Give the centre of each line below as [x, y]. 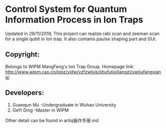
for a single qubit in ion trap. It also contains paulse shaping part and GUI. [81, 39]
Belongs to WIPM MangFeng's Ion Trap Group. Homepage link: [70, 66]
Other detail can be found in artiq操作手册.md [52, 120]
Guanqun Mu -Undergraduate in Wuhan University [64, 105]
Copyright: [22, 55]
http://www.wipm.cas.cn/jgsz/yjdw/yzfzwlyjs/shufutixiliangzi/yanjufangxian [83, 72]
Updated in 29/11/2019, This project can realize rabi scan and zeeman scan [82, 33]
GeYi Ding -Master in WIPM [40, 110]
